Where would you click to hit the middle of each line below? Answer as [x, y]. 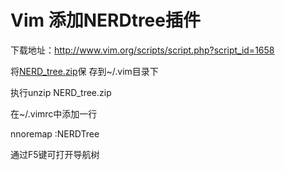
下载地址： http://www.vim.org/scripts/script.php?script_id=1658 [142, 50]
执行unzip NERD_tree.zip [61, 92]
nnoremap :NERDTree [55, 133]
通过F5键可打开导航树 [55, 154]
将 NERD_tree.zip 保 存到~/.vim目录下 [84, 71]
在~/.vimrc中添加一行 [54, 113]
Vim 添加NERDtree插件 [105, 20]
